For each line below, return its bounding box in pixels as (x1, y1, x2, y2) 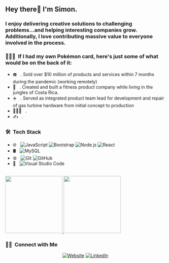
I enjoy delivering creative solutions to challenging (5, 20, 132, 27)
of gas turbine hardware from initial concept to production (12, 102, 134, 108)
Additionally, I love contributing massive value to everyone (5, 33, 153, 40)
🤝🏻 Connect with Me (5, 241, 58, 248)
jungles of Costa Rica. (12, 89, 59, 95)
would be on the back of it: (5, 59, 72, 67)
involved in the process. (5, 39, 66, 46)
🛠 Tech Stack (5, 128, 42, 135)
